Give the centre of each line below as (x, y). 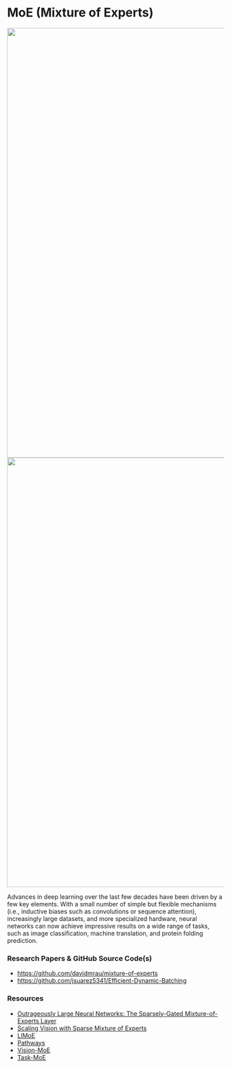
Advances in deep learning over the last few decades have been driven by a (115, 897)
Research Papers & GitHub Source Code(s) (80, 958)
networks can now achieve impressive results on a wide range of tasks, (108, 926)
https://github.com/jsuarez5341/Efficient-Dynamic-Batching (102, 981)
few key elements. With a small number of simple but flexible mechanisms (112, 904)
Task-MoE (32, 1057)
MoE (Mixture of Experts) (80, 13)
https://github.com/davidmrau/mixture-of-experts (87, 973)
